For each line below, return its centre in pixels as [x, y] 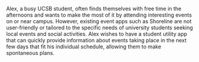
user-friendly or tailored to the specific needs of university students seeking [100, 27]
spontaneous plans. [30, 53]
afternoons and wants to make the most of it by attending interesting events [99, 15]
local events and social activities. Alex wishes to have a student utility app [97, 34]
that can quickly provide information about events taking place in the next [97, 40]
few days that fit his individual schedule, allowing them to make [84, 46]
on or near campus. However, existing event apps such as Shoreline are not [99, 21]
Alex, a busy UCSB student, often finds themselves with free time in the [94, 9]
